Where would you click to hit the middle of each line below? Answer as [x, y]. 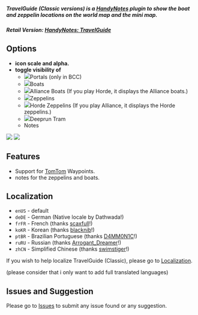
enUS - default [32, 211]
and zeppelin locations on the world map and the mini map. [82, 14]
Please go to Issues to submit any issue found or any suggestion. [87, 306]
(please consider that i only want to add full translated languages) [87, 272]
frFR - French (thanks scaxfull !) [54, 224]
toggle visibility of [38, 70]
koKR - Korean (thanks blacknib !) [55, 230]
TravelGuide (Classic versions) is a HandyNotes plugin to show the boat [98, 8]
